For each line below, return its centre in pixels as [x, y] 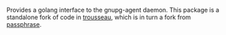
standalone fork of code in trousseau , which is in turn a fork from [99, 17]
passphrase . [24, 24]
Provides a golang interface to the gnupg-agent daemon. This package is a [113, 10]
